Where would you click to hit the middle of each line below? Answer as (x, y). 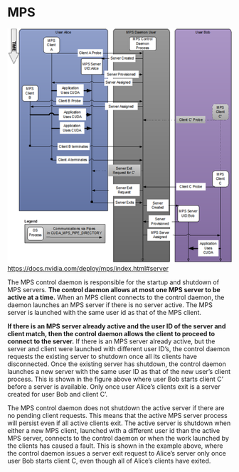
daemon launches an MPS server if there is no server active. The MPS (110, 305)
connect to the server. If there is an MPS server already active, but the (111, 341)
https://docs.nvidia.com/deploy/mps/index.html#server (88, 269)
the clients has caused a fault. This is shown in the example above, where (115, 446)
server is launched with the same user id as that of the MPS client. (104, 313)
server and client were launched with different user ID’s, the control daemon (119, 349)
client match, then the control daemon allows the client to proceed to (111, 334)
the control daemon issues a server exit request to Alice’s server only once (117, 454)
